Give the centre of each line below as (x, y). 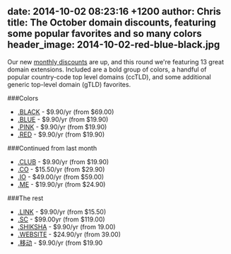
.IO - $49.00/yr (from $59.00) (61, 177)
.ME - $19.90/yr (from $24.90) (61, 184)
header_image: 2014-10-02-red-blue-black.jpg (114, 45)
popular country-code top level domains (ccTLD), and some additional (109, 76)
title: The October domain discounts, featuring (112, 23)
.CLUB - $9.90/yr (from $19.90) (63, 161)
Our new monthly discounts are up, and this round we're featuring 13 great (115, 62)
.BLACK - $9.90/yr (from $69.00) (66, 112)
